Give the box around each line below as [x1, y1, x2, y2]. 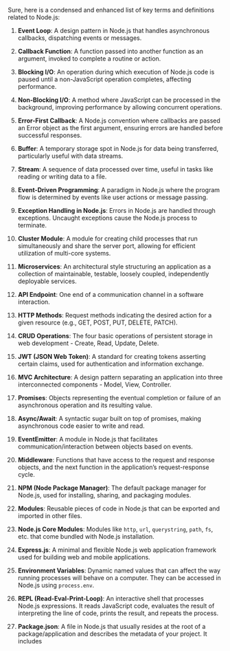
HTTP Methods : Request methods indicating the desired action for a [17, 311, 212, 319]
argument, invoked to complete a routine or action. [17, 54, 161, 63]
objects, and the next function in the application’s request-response [17, 463, 209, 471]
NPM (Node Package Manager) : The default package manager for [17, 484, 207, 492]
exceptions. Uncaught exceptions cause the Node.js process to [17, 214, 198, 222]
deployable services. [17, 277, 78, 285]
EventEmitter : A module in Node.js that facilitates [17, 435, 159, 443]
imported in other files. [17, 512, 82, 519]
